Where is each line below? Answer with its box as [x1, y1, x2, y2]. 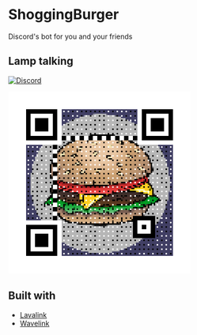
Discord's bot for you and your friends [8, 32, 133, 41]
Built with [8, 289, 56, 303]
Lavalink [19, 310, 47, 319]
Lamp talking [8, 55, 74, 68]
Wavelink [19, 318, 50, 328]
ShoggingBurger [8, 6, 119, 24]
